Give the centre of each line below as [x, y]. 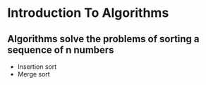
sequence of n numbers [61, 50]
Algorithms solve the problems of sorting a [103, 39]
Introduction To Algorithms [88, 13]
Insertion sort [37, 67]
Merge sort [34, 74]
